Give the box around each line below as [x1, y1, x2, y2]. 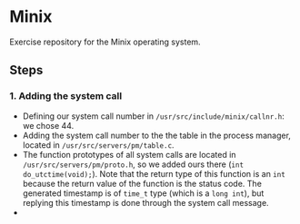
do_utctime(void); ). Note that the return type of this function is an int [22, 168, 286, 179]
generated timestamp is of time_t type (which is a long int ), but [22, 188, 265, 199]
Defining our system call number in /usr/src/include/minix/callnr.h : [22, 111, 285, 122]
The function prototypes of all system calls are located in [22, 149, 236, 160]
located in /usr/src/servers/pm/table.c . [22, 139, 175, 151]
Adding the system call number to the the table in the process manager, [22, 130, 291, 141]
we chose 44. [22, 120, 75, 131]
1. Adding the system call [9, 90, 123, 102]
